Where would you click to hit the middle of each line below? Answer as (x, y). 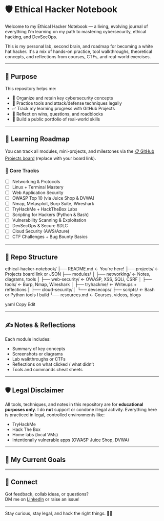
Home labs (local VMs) (35, 434)
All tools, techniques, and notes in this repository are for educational (74, 404)
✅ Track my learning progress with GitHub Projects (63, 108)
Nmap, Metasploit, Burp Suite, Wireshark (53, 204)
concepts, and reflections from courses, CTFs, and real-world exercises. (78, 56)
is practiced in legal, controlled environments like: (55, 415)
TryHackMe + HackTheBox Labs (45, 209)
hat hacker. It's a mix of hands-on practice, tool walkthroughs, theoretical (79, 51)
